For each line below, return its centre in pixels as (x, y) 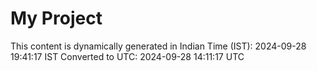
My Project (56, 18)
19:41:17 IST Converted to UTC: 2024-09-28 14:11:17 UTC (127, 56)
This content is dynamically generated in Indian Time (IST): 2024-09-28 (158, 46)
